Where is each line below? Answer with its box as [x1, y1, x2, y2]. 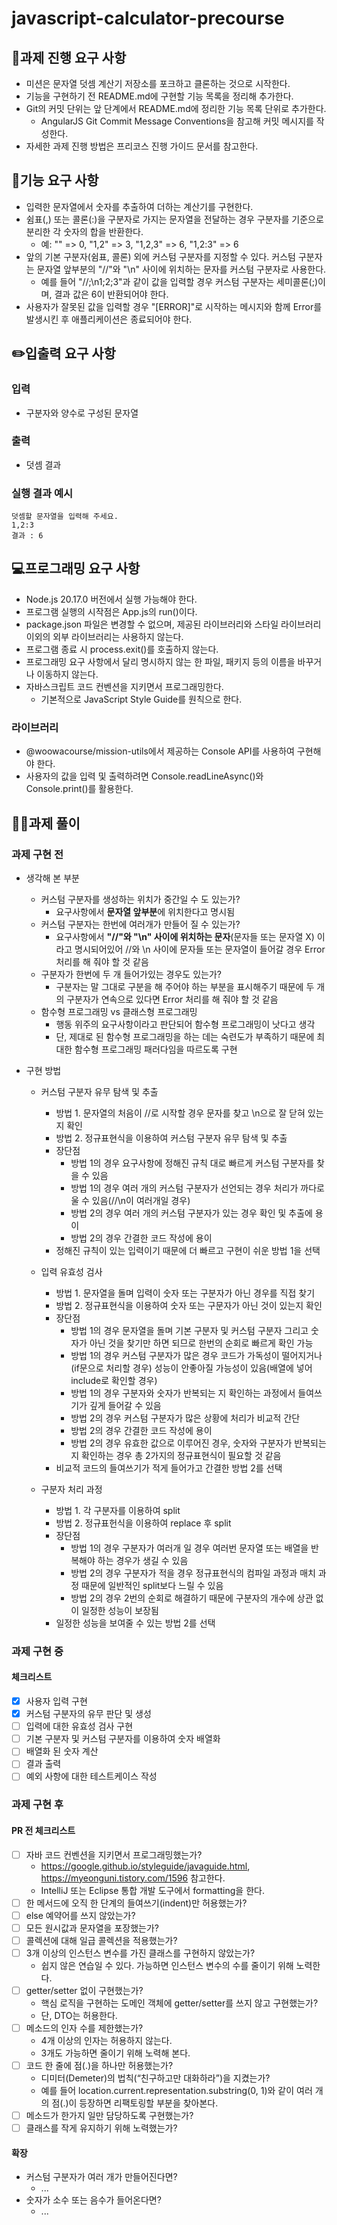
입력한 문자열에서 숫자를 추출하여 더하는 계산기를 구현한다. [25, 200, 254, 212]
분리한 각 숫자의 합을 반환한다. [25, 225, 144, 237]
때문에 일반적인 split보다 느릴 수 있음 [81, 1579, 224, 1591]
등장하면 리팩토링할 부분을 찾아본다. [79, 2097, 219, 2109]
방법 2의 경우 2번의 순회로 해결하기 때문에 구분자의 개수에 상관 [70, 1592, 314, 1604]
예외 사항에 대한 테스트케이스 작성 [25, 1770, 158, 1782]
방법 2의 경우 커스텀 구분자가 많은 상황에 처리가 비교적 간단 [70, 1412, 301, 1424]
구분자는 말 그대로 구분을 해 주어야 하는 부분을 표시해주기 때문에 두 [55, 980, 315, 992]
